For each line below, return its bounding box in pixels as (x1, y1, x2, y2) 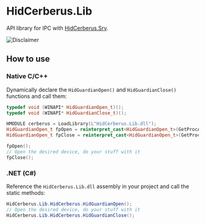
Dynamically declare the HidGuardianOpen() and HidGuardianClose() (6, 86, 177, 93)
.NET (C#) (6, 169, 37, 177)
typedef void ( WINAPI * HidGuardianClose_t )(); (6, 110, 127, 116)
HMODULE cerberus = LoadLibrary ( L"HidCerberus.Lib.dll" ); (6, 121, 157, 127)
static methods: (6, 189, 46, 196)
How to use (6, 54, 50, 65)
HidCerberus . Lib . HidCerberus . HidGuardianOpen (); (6, 201, 132, 207)
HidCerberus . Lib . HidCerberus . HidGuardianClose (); (6, 212, 135, 219)
